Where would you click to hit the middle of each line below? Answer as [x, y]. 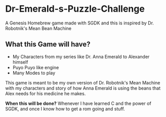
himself [20, 62]
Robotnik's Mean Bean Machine [38, 28]
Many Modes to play [34, 73]
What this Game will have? [48, 45]
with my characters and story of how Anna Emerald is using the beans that [83, 88]
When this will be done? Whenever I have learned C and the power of [78, 103]
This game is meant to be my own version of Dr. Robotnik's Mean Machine [83, 82]
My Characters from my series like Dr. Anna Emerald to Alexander [81, 56]
